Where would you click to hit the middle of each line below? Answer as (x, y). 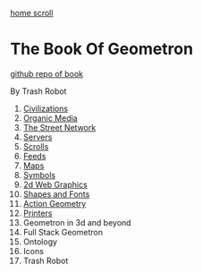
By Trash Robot (38, 91)
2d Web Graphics (55, 184)
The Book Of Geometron (102, 49)
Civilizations (46, 108)
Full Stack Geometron (63, 232)
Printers (38, 213)
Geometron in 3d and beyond (77, 222)
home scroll (32, 13)
